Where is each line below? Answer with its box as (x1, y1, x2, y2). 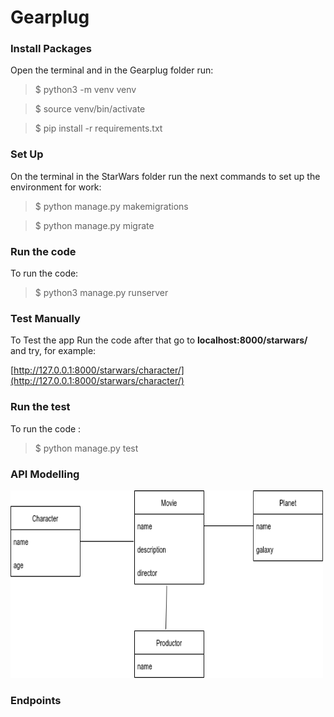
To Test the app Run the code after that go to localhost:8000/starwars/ (10, 334, 308, 346)
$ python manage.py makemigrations (34, 200, 189, 212)
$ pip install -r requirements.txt (34, 122, 163, 135)
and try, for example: (10, 345, 97, 357)
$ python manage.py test (34, 442, 139, 454)
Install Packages (10, 42, 92, 56)
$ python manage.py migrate (34, 219, 155, 231)
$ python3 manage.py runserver (34, 287, 169, 299)
